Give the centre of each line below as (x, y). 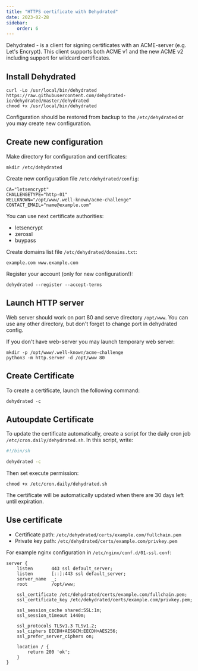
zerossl (24, 234)
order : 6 (28, 28)
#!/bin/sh (18, 451)
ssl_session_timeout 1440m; (51, 615)
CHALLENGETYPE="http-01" (37, 194)
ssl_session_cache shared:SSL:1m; (59, 610)
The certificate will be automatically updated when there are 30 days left (95, 495)
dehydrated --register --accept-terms (54, 285)
